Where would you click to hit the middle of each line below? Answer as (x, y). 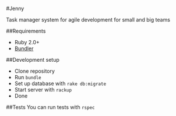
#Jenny (15, 8)
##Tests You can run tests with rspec (50, 107)
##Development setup (33, 60)
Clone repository (35, 71)
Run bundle (28, 77)
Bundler (24, 48)
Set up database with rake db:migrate (60, 83)
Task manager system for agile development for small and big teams (88, 20)
